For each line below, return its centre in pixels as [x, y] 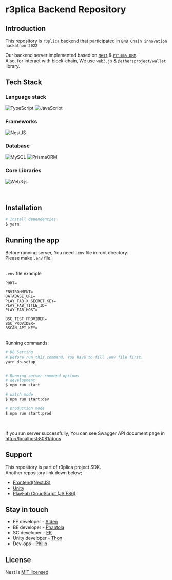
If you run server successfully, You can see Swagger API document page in [85, 433]
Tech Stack [24, 82]
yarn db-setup [21, 362]
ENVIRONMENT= [19, 292]
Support [19, 455]
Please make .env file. [29, 258]
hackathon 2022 [22, 46]
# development [21, 380]
